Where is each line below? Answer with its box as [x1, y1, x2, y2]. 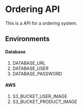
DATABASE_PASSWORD [12, 70, 62, 76]
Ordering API [5, 4, 60, 15]
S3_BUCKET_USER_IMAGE [12, 93, 67, 99]
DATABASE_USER [12, 65, 49, 71]
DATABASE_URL [12, 60, 46, 66]
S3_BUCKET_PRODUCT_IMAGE [12, 98, 77, 104]
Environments [5, 35, 50, 43]
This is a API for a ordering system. [5, 20, 77, 26]
